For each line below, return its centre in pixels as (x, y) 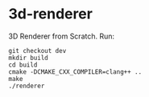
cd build (23, 65)
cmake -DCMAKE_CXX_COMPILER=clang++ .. (75, 72)
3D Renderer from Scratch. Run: (62, 36)
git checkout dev (37, 51)
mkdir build (28, 58)
